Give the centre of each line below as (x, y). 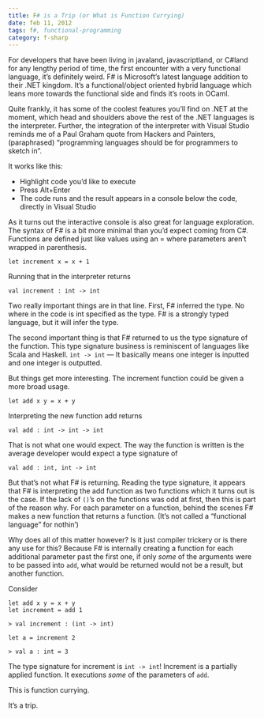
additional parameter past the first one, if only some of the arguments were (130, 557)
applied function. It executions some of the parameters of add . (109, 675)
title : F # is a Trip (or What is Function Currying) (97, 15)
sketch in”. (25, 151)
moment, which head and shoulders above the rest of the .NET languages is (131, 117)
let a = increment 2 (42, 638)
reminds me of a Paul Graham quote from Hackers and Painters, (112, 134)
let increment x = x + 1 (49, 262)
